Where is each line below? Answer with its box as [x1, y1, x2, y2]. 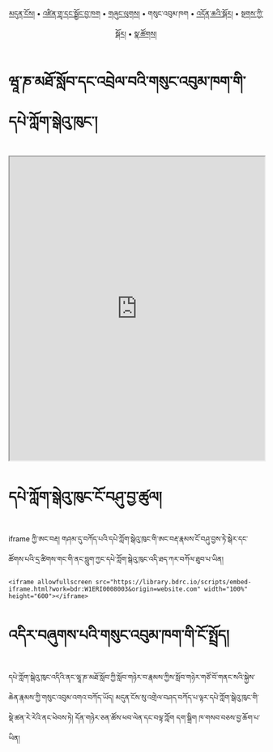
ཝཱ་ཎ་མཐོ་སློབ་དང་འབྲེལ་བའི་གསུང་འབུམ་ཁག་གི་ [8, 73, 246, 91]
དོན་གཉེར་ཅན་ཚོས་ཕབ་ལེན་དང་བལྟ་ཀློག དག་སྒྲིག [75, 712, 197, 722]
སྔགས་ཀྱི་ [241, 9, 263, 18]
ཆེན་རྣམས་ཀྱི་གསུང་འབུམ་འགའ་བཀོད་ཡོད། [8, 692, 114, 702]
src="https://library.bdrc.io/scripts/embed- [95, 578, 252, 586]
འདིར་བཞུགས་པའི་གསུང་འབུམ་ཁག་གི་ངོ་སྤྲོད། [8, 626, 229, 645]
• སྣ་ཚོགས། [128, 29, 157, 38]
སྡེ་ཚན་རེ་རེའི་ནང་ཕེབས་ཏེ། [8, 712, 75, 722]
